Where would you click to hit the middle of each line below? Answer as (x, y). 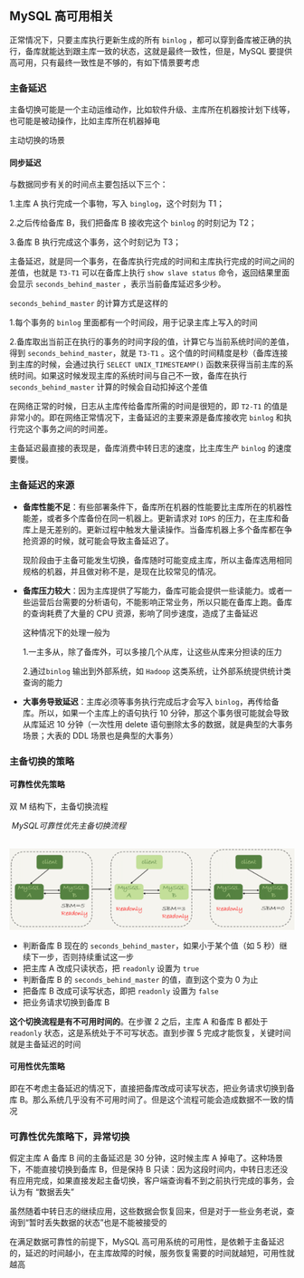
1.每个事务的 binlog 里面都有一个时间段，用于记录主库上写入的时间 (133, 322)
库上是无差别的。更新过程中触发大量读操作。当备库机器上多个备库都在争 (157, 529)
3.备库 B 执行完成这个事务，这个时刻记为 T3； (95, 242)
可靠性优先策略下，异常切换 (70, 1137)
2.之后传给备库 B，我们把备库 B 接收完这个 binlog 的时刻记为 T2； (133, 223)
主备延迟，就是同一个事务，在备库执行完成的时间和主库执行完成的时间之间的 (152, 262)
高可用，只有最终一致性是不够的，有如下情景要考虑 (104, 62)
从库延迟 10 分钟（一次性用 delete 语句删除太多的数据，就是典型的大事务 (157, 724)
